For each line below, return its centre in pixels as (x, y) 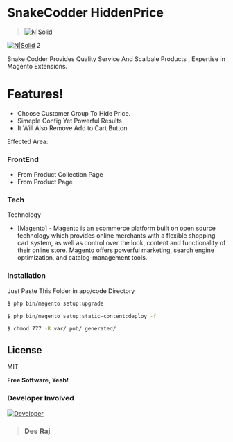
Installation (27, 276)
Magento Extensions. (37, 66)
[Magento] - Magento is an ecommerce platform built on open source (116, 228)
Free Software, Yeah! (38, 380)
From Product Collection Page (60, 175)
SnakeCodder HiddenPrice (86, 13)
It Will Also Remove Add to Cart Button (72, 128)
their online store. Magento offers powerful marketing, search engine (116, 250)
